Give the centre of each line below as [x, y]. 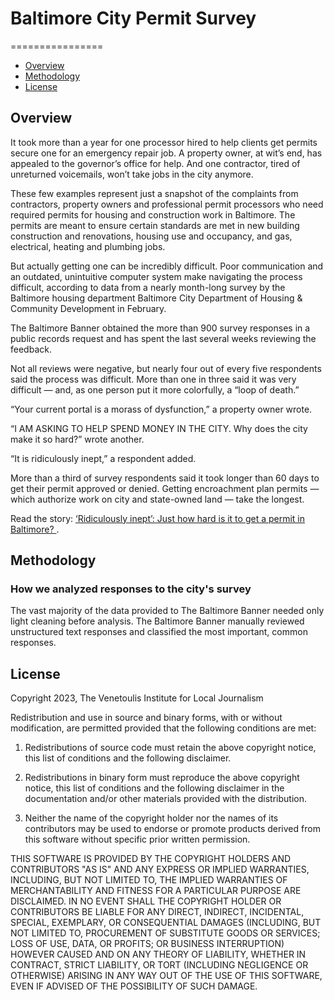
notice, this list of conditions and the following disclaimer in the [154, 788]
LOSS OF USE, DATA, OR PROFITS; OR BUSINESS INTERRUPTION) [147, 944]
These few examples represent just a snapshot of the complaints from [154, 193]
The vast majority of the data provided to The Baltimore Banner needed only [167, 611]
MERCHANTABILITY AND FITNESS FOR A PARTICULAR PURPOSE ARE [156, 891]
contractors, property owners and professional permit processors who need [167, 204]
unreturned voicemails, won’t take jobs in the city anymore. [132, 174]
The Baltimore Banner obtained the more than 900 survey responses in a [160, 328]
